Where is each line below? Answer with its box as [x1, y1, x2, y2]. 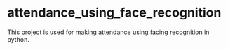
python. [7, 35, 29, 43]
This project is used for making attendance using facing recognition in [7, 28, 210, 36]
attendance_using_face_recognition [7, 5, 222, 21]
